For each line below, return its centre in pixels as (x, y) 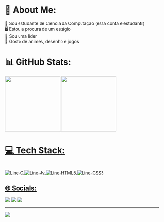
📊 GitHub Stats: (38, 62)
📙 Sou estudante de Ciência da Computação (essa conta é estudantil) (75, 23)
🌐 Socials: (21, 188)
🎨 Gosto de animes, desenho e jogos (42, 41)
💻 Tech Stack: (35, 150)
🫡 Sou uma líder (21, 36)
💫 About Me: (31, 10)
